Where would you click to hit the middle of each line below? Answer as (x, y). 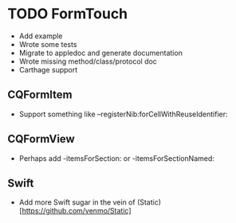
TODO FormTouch (68, 14)
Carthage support (48, 69)
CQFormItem (40, 95)
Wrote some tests (48, 44)
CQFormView (41, 139)
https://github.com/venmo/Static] (77, 211)
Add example (41, 36)
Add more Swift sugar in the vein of (77, 202)
